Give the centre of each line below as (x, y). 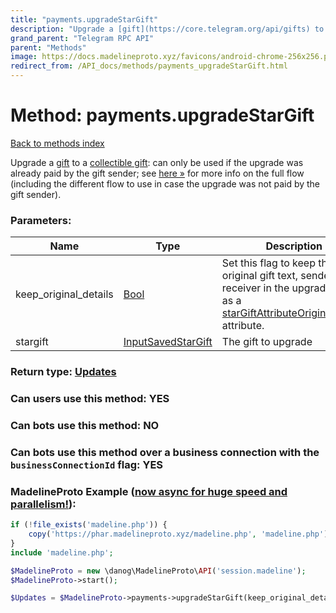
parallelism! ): (43, 504)
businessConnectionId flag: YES (87, 464)
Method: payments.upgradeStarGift (162, 115)
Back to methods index (57, 143)
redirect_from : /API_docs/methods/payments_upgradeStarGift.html (149, 66)
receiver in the (255, 288)
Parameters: (41, 220)
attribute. (243, 326)
